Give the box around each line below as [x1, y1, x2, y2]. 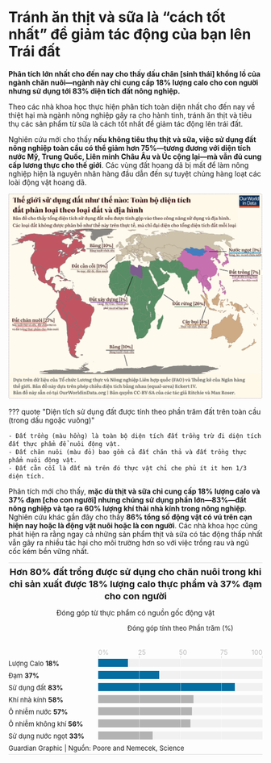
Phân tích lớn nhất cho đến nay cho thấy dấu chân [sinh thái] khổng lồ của [8, 69, 261, 78]
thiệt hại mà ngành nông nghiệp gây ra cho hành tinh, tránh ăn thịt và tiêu [8, 110, 252, 120]
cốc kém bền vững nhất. [8, 546, 90, 556]
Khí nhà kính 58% [8, 694, 64, 704]
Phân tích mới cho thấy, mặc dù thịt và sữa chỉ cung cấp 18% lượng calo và [8, 486, 261, 496]
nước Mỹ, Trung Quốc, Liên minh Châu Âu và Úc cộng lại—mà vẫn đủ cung [8, 152, 262, 161]
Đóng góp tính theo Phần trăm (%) [127, 623, 234, 632]
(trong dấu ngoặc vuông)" [8, 415, 95, 425]
